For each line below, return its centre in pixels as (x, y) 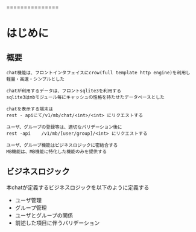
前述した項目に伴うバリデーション (57, 223)
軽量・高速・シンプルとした (36, 79)
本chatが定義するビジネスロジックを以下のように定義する (78, 187)
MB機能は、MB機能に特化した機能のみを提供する (57, 152)
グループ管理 (31, 208)
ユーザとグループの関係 (44, 215)
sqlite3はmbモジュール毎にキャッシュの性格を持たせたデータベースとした (85, 97)
